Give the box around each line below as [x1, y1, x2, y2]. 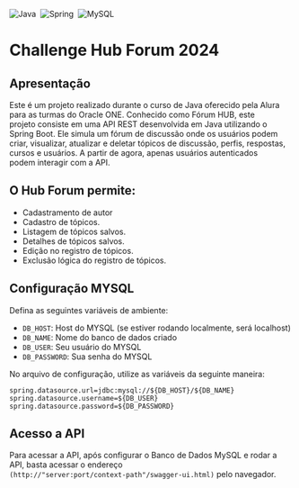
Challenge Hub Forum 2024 [9, 41, 220, 60]
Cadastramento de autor [22, 207, 113, 218]
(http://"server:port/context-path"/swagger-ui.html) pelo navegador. [9, 469, 277, 480]
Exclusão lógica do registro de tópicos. [22, 255, 167, 266]
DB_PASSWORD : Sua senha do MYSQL [22, 351, 153, 362]
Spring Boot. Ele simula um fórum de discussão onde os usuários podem [9, 129, 278, 139]
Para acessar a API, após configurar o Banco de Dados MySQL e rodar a [9, 450, 277, 461]
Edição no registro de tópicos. [22, 245, 134, 256]
